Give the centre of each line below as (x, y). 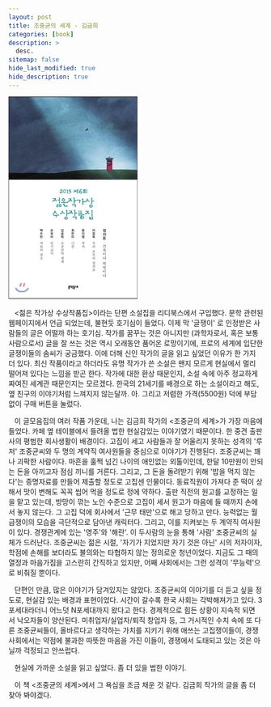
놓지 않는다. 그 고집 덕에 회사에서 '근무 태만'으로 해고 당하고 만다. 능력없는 (133, 512)
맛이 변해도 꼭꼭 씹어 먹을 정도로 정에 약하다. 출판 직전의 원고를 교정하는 (136, 491)
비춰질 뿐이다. (38, 572)
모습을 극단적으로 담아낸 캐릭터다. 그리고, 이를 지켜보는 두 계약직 (138, 522)
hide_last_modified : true (52, 69)
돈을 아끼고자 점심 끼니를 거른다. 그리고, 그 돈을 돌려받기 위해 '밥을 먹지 (129, 471)
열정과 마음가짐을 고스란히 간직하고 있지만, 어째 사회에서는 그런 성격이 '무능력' (131, 562)
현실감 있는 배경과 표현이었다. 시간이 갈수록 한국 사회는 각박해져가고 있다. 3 (144, 599)
